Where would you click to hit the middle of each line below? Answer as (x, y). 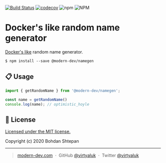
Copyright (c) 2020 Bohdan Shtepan (42, 141)
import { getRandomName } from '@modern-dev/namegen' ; (63, 91)
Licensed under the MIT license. (38, 132)
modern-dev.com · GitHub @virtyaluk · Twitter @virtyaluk (78, 156)
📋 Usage (20, 77)
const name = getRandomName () (36, 100)
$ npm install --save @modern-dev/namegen (49, 61)
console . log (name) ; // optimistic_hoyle (47, 104)
